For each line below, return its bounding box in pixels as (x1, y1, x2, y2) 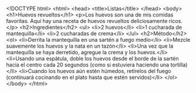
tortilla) (170, 61, 188, 68)
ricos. (168, 18, 182, 24)
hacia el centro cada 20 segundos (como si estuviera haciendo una (6, 61, 170, 68)
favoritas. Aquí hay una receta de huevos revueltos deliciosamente (6, 18, 168, 24)
